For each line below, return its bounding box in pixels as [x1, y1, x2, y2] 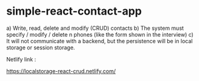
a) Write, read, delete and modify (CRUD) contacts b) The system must [6, 24, 184, 32]
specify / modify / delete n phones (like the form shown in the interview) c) [6, 30, 194, 38]
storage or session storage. [6, 44, 75, 51]
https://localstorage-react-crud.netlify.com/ [6, 67, 116, 74]
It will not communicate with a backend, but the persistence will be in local [6, 37, 193, 44]
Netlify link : [6, 55, 37, 63]
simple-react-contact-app [6, 4, 142, 18]
